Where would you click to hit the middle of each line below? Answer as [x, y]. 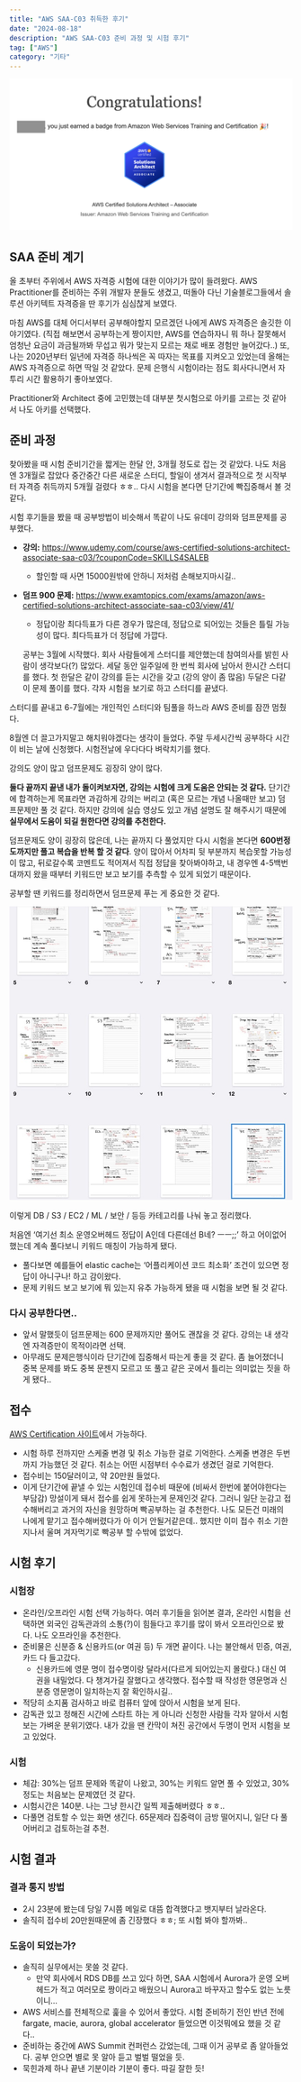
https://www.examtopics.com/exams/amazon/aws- [171, 595]
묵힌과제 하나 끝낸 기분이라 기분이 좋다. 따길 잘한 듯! [113, 2068]
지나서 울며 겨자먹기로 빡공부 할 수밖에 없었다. [103, 1531]
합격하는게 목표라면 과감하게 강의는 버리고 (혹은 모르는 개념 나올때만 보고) [147, 799]
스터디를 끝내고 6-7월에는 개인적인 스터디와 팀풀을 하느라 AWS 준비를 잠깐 [140, 707]
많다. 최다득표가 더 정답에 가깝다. [110, 635]
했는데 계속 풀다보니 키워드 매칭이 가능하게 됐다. [93, 1246]
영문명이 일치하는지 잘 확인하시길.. [113, 1691]
